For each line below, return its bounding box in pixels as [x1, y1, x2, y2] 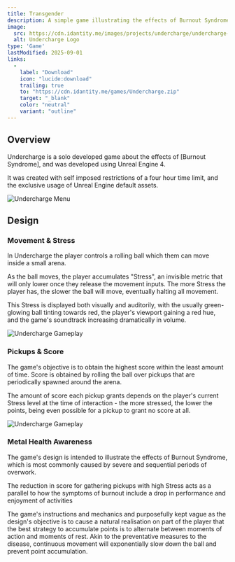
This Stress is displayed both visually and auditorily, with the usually [7, 301, 203, 309]
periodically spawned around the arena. [7, 377, 122, 386]
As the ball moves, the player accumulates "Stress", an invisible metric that [7, 272, 223, 281]
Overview [7, 134, 51, 146]
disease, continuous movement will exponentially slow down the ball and [7, 540, 217, 548]
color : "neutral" [20, 101, 71, 108]
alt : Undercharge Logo [13, 36, 80, 43]
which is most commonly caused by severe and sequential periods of [7, 460, 208, 469]
